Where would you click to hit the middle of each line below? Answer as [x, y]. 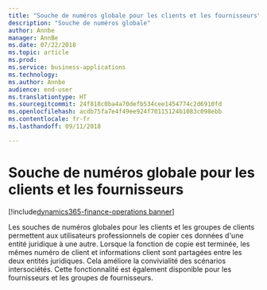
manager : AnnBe [33, 38]
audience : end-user [41, 89]
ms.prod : [23, 60]
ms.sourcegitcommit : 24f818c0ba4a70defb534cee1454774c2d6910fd [115, 104]
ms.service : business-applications [67, 68]
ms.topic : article [39, 52]
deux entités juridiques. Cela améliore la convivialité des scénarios [117, 261]
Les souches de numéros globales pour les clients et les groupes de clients [132, 226]
